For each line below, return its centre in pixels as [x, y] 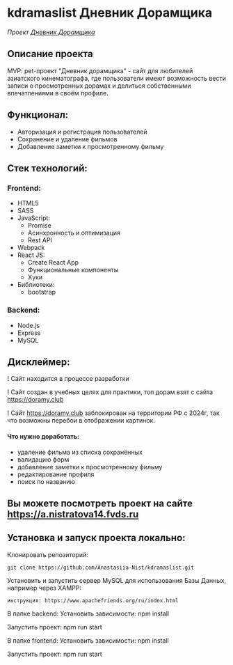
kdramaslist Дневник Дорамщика [110, 13]
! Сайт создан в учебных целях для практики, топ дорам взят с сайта [110, 392]
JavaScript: [34, 218]
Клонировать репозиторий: [48, 554]
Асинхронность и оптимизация [74, 233]
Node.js [29, 325]
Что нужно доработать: [43, 436]
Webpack [31, 248]
